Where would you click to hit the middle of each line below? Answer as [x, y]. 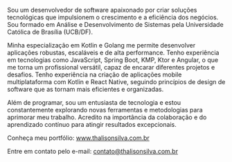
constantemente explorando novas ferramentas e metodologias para [105, 110]
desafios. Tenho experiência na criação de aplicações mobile [95, 74]
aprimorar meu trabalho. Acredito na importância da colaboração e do [107, 117]
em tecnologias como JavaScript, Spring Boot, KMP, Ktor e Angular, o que [113, 60]
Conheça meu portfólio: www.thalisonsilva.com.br [79, 138]
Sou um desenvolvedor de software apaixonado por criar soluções [102, 10]
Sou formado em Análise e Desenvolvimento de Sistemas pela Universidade [115, 24]
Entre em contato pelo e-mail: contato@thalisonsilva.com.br [93, 151]
